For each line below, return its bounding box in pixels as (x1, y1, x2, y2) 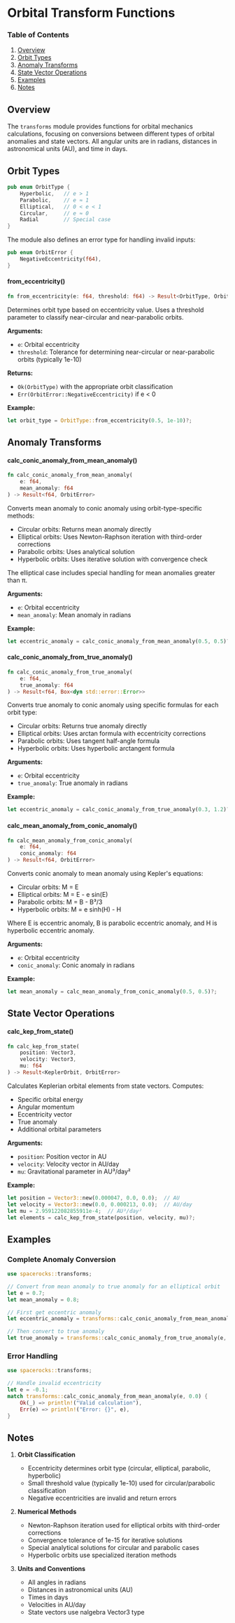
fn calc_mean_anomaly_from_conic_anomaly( (7, 837, 133, 844)
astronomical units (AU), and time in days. (7, 145, 128, 153)
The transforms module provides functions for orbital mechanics (7, 122, 194, 131)
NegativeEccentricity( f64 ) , (20, 256, 101, 263)
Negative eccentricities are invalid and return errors (27, 1494, 177, 1502)
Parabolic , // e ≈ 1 (20, 197, 90, 204)
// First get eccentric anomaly (7, 1308, 101, 1316)
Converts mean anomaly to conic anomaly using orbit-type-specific (7, 504, 203, 512)
